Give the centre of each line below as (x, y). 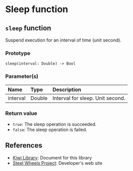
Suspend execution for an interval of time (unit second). (63, 40)
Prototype (18, 53)
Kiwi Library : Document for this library (52, 157)
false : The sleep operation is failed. (50, 130)
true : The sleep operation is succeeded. (55, 124)
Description (67, 90)
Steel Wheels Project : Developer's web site (57, 163)
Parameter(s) (22, 76)
